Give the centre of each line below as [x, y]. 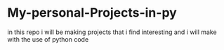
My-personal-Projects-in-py [92, 13]
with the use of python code [48, 39]
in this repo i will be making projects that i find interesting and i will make [112, 32]
